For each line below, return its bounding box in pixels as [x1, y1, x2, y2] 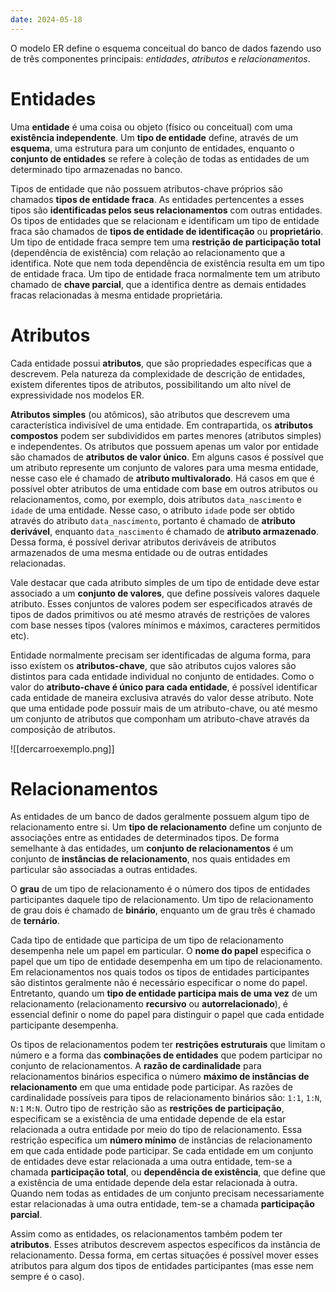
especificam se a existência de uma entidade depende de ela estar [10, 1113, 287, 1125]
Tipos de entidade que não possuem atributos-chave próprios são [10, 182, 283, 195]
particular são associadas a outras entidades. [10, 864, 198, 876]
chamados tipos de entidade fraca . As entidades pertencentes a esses [10, 193, 305, 205]
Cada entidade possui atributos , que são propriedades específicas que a [10, 357, 313, 369]
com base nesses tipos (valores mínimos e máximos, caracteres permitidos [10, 619, 321, 631]
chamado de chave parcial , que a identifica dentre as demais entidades [10, 278, 307, 290]
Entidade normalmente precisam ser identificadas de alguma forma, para [10, 649, 312, 661]
